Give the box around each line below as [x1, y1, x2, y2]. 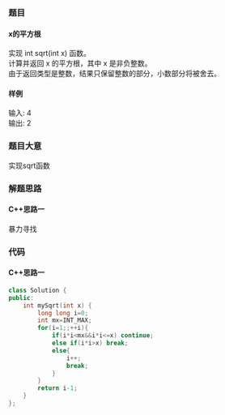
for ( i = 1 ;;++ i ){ [37, 324, 89, 332]
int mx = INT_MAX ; [37, 316, 92, 325]
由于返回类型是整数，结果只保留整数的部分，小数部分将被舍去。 [8, 69, 221, 79]
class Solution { [8, 286, 67, 294]
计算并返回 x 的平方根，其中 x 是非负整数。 [8, 58, 152, 68]
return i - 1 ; [37, 384, 79, 392]
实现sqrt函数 [8, 160, 51, 170]
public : [8, 293, 35, 302]
